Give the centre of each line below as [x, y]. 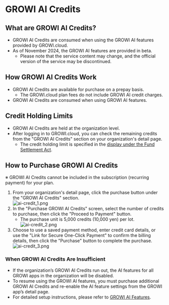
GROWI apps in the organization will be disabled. [63, 275]
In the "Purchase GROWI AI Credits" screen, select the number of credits [88, 209]
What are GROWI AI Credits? [51, 28]
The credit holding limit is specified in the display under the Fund [87, 144]
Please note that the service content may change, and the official [88, 56]
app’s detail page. [31, 291]
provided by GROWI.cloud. [40, 45]
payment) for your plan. [30, 183]
